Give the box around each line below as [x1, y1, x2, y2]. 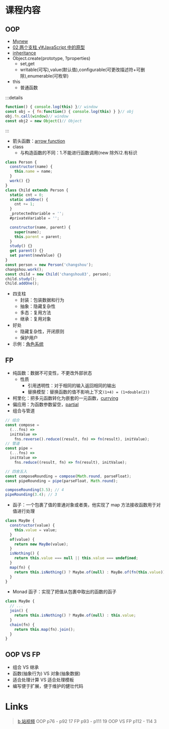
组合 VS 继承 [12, 664, 39, 670]
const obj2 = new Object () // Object [5, 118, 82, 123]
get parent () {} [10, 248, 44, 253]
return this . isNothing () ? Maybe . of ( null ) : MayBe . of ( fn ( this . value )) [14, 569, 165, 574]
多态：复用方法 [20, 310, 51, 316]
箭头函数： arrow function [12, 138, 65, 144]
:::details [5, 95, 23, 101]
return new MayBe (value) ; [14, 542, 69, 547]
